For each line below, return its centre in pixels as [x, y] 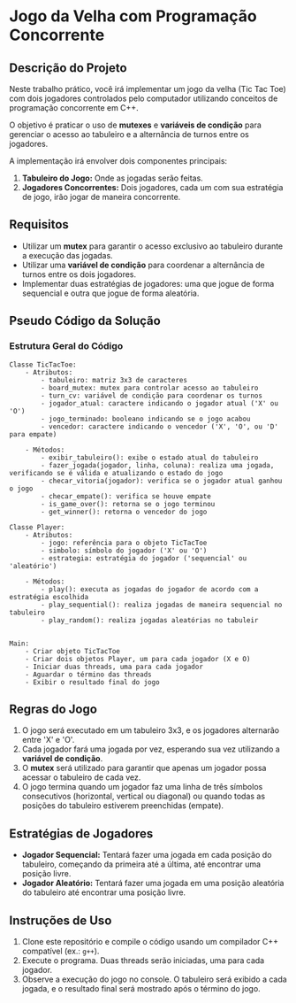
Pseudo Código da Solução [85, 321]
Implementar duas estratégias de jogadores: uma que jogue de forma [148, 283]
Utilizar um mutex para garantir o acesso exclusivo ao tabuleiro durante [152, 246]
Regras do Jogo [53, 709]
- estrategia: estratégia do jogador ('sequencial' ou [144, 558]
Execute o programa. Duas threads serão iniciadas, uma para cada [143, 960]
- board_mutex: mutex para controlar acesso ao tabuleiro [150, 388]
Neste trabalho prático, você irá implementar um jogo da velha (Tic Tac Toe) [148, 89]
